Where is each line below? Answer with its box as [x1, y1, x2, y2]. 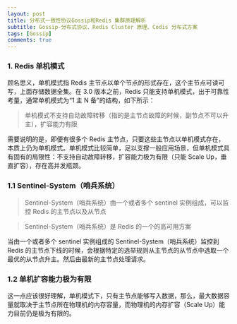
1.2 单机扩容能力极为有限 [7, 274, 92, 284]
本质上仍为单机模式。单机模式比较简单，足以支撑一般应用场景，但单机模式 [7, 144, 224, 152]
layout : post [7, 10, 46, 18]
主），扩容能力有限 [24, 120, 78, 128]
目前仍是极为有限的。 [13, 309, 75, 318]
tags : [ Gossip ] [7, 30, 52, 37]
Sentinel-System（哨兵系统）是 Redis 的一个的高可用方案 [24, 222, 192, 230]
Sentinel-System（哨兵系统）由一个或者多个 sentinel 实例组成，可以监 [24, 198, 229, 207]
